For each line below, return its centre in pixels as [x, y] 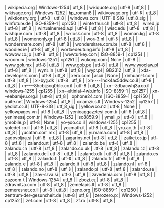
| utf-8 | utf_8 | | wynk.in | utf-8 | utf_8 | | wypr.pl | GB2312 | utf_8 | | [73, 70]
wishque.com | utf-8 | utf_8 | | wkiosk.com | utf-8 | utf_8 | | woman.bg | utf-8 [82, 34]
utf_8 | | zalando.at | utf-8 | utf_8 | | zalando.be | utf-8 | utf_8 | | [75, 143]
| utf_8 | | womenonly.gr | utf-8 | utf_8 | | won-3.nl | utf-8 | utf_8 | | [71, 39]
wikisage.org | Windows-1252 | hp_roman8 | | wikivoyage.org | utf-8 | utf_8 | [82, 13]
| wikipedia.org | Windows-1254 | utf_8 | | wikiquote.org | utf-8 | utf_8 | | [77, 8]
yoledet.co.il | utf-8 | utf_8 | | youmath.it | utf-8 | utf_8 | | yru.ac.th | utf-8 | [79, 127]
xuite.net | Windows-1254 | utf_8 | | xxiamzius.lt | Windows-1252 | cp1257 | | [82, 101]
